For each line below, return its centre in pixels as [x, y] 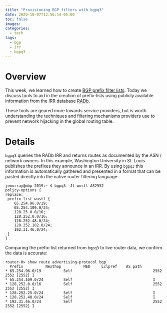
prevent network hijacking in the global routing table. [59, 121]
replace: [14, 195]
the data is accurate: [26, 253]
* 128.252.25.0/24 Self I [80, 293]
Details [20, 141]
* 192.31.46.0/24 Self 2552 [84, 302]
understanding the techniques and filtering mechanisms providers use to [80, 116]
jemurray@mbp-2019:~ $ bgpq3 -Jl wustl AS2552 [54, 186]
